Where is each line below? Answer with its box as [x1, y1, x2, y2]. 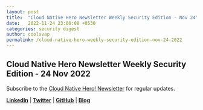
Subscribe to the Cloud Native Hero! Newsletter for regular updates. [6, 85, 175, 92]
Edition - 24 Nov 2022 [6, 69, 91, 79]
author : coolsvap [6, 31, 50, 37]
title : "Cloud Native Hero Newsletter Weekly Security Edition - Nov [6, 15, 188, 21]
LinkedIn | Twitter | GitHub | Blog [6, 96, 91, 103]
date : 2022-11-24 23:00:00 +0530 [6, 20, 96, 26]
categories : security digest [6, 25, 80, 32]
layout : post [6, 8, 39, 15]
